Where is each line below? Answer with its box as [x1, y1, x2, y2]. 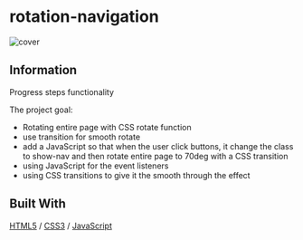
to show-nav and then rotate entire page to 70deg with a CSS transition [22, 150, 289, 161]
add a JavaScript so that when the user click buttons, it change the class [22, 140, 294, 151]
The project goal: [9, 104, 73, 115]
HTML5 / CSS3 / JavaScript [9, 220, 113, 231]
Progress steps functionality [9, 86, 115, 97]
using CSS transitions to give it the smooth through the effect [22, 169, 251, 180]
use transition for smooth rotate [22, 131, 141, 142]
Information [9, 62, 78, 78]
